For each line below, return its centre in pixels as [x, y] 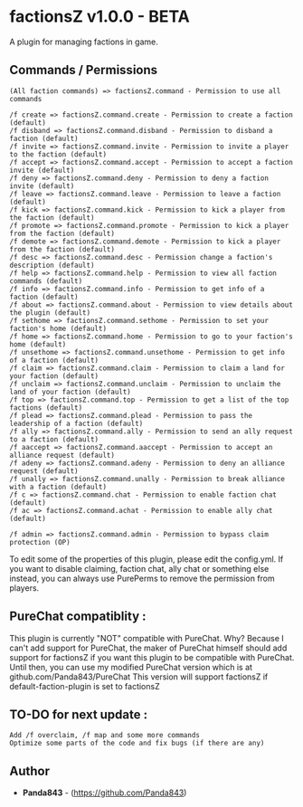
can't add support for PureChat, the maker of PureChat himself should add [148, 648]
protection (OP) [40, 542]
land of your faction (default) [70, 392]
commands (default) [46, 281]
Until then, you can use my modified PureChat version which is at [131, 667]
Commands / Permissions [84, 70]
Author [29, 771]
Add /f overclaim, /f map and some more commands [105, 736]
